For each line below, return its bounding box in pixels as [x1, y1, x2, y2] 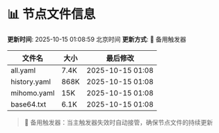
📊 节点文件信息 [7, 6, 96, 22]
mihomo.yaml [10, 88, 55, 97]
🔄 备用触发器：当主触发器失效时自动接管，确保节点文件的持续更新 [24, 118, 213, 126]
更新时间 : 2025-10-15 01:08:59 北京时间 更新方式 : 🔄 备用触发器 [7, 35, 186, 43]
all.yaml [10, 65, 36, 75]
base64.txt [10, 99, 47, 109]
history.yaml [10, 77, 51, 86]
